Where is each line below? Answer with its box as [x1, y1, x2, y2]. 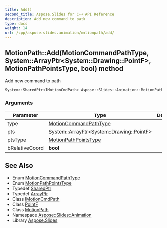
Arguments [5, 99, 33, 106]
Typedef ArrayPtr [12, 190, 48, 197]
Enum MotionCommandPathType [12, 175, 80, 181]
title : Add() [5, 7, 32, 12]
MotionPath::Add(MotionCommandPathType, [5, 49, 149, 57]
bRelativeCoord [7, 144, 44, 151]
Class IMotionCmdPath [12, 196, 60, 202]
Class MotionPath [12, 206, 49, 212]
